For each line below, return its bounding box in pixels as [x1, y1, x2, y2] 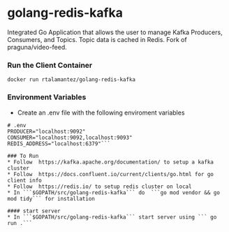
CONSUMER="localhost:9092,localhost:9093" [7, 134, 133, 141]
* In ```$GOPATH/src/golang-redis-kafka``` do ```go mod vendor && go [7, 189, 220, 196]
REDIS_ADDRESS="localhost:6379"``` [7, 140, 111, 147]
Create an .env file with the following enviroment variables [17, 108, 185, 117]
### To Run [7, 152, 39, 159]
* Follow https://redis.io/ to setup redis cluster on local [7, 183, 192, 190]
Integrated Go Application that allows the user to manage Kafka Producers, [7, 28, 223, 36]
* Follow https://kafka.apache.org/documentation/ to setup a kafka [7, 159, 214, 166]
